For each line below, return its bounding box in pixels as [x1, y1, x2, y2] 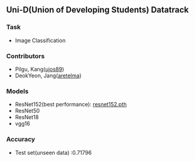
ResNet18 [14, 114, 39, 121]
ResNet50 [14, 107, 40, 114]
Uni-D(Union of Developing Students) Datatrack [6, 5, 189, 15]
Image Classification [14, 36, 66, 44]
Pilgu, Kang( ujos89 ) [14, 65, 64, 73]
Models [6, 87, 29, 96]
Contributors [6, 51, 45, 60]
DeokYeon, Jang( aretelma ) [14, 72, 82, 79]
